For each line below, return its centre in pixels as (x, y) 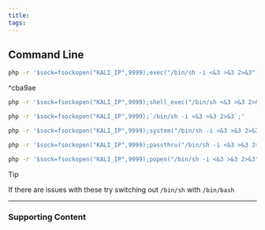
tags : (17, 23)
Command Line (46, 55)
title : (19, 15)
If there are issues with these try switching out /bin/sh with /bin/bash (121, 189)
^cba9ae (22, 88)
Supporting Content (47, 217)
